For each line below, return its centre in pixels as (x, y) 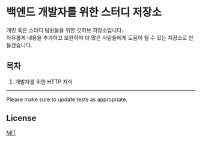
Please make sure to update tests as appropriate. (67, 99)
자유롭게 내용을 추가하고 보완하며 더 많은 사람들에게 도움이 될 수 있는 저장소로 (97, 37)
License (21, 118)
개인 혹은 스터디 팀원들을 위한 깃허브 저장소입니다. (65, 30)
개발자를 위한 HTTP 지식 (44, 81)
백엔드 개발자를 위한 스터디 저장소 (84, 12)
